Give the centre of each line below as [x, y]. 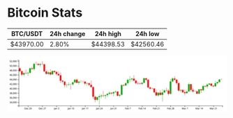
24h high [108, 34]
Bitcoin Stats [45, 13]
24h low [147, 34]
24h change [68, 34]
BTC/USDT [27, 34]
